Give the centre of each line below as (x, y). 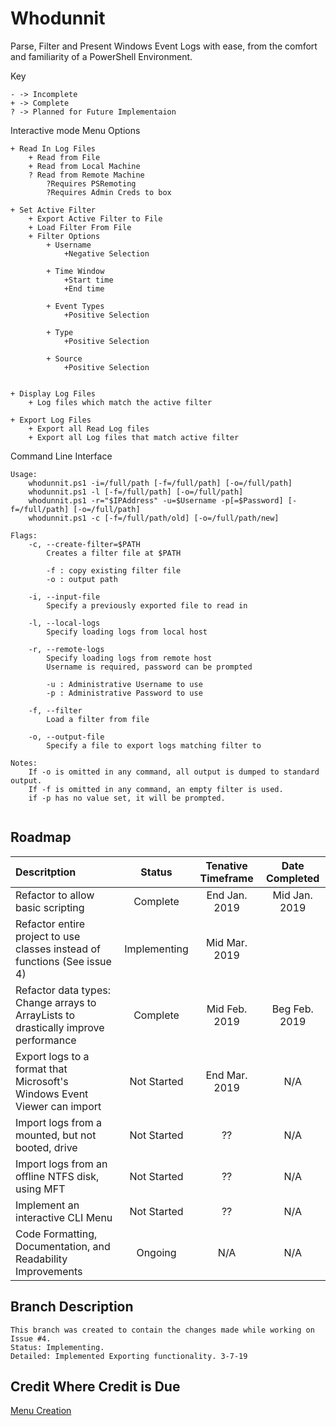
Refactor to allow (55, 895)
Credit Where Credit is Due (95, 1386)
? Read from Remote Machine (86, 175)
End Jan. (227, 895)
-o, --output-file (66, 737)
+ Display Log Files (53, 393)
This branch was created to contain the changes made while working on (162, 1330)
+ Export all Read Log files (89, 428)
